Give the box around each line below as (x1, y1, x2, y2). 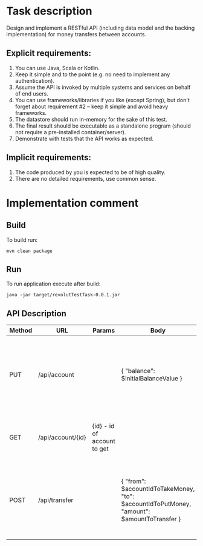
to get (92, 444, 109, 453)
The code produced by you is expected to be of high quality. (14, 168, 166, 176)
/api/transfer (38, 496, 74, 504)
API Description (6, 308, 66, 319)
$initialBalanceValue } (121, 374, 182, 383)
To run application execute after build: (6, 280, 101, 288)
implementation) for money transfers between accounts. (6, 30, 147, 37)
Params (92, 327, 115, 335)
